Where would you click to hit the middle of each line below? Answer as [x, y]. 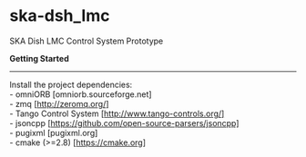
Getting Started [40, 58]
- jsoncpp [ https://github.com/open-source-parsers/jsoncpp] [124, 123]
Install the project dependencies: [71, 84]
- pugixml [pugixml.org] [54, 132]
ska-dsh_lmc [60, 16]
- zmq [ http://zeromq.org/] [59, 103]
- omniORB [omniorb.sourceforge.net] [81, 94]
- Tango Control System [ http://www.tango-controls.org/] [117, 113]
